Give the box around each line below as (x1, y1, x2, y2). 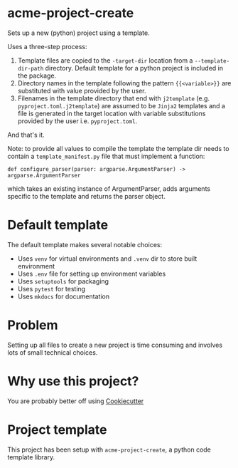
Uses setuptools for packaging (17, 276, 109, 286)
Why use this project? (7, 373, 139, 389)
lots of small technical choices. (7, 348, 98, 357)
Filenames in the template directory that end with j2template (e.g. (17, 94, 210, 103)
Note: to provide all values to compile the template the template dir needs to (7, 144, 229, 152)
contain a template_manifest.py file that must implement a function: (7, 152, 205, 160)
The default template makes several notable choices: (7, 240, 162, 249)
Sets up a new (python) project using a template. (7, 28, 151, 37)
